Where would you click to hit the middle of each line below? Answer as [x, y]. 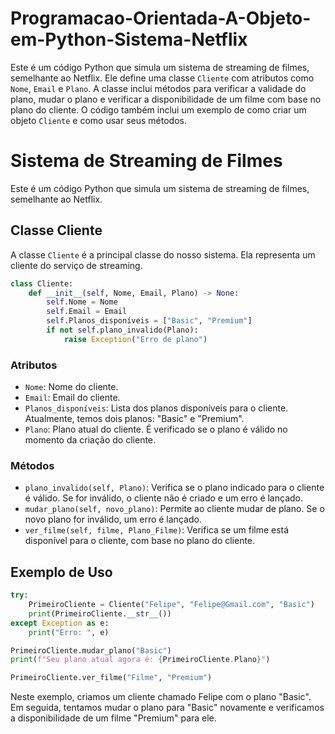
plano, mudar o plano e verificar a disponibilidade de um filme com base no [166, 99]
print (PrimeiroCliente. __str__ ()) [100, 613]
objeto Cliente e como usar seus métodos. [98, 120]
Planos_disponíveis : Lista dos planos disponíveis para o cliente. [156, 408]
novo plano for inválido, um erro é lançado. [113, 519]
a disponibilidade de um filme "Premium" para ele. [113, 718]
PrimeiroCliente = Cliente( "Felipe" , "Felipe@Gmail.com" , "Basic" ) [171, 605]
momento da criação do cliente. [90, 440]
